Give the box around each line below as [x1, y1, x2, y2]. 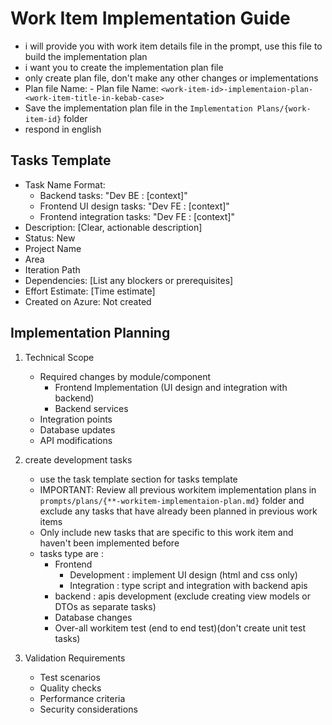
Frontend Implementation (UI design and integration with [54, 381, 288, 393]
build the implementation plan [24, 50, 148, 62]
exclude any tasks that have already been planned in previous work [39, 505, 318, 517]
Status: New [24, 232, 76, 244]
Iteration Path [24, 263, 81, 276]
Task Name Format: [24, 178, 106, 191]
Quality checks [39, 682, 102, 694]
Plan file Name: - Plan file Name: [24, 82, 159, 94]
